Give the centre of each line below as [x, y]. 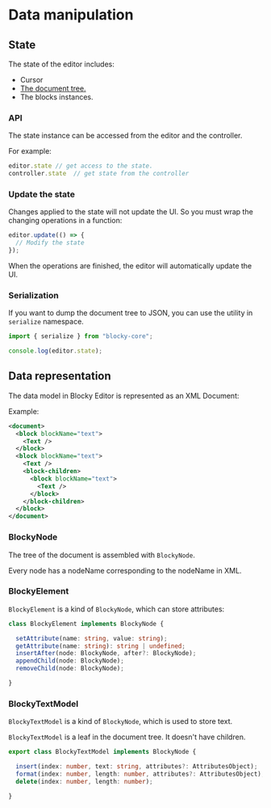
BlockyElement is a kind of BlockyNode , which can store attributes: [117, 609]
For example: [30, 151]
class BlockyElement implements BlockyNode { [86, 624]
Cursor [31, 80]
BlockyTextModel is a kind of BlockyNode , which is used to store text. [121, 721]
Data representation [60, 377]
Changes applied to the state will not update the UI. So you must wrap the [131, 212]
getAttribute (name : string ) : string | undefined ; [100, 646]
